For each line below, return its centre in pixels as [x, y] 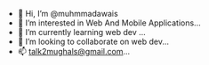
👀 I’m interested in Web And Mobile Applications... [109, 23]
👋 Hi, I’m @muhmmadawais [68, 14]
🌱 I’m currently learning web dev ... [82, 32]
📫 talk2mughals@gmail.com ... [74, 51]
